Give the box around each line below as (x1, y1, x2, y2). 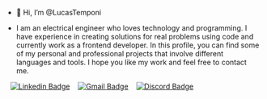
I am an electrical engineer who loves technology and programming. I (15, 23, 248, 32)
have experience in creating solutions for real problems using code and (15, 32, 254, 41)
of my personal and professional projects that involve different (15, 49, 224, 58)
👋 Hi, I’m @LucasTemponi (15, 8, 102, 17)
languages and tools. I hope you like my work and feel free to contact (15, 57, 247, 67)
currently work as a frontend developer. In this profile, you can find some (15, 40, 260, 50)
